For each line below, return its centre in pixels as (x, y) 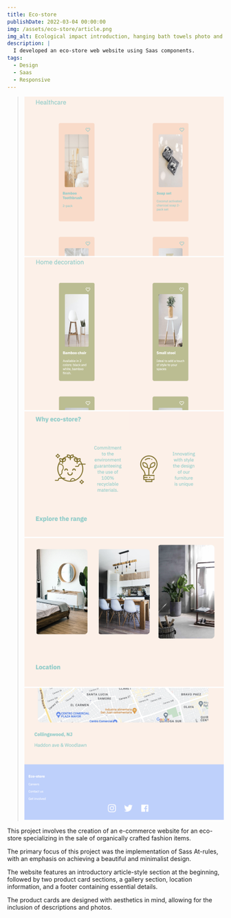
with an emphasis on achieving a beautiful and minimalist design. (99, 859)
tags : (15, 58)
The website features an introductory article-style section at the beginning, (113, 872)
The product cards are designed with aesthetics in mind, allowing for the (110, 900)
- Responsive (32, 80)
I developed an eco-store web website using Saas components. (104, 51)
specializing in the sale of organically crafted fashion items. (107, 838)
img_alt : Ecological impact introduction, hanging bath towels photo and (115, 36)
